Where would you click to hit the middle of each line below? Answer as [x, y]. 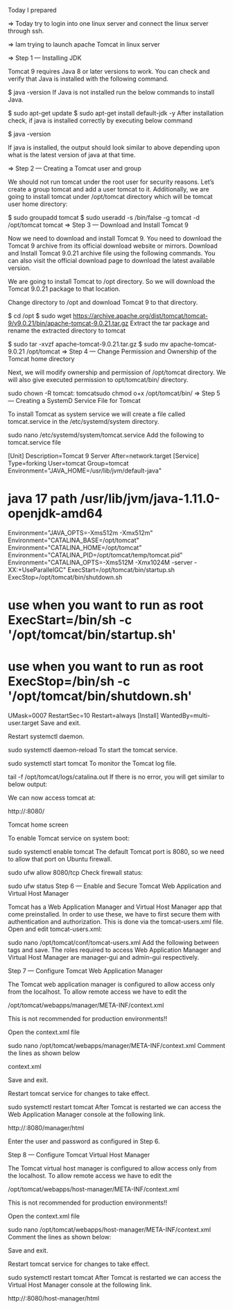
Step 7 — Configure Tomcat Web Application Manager [86, 971]
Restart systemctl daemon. [46, 736]
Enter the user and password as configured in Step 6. [84, 1141]
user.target [24, 723]
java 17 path [43, 499]
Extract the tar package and [170, 323]
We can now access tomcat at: [52, 798]
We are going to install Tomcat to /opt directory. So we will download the [112, 281]
